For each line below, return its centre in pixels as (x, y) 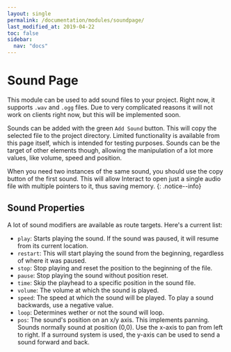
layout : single (29, 14)
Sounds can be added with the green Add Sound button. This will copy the (112, 128)
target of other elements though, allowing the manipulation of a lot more (110, 150)
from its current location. (53, 245)
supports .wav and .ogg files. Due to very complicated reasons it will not (110, 107)
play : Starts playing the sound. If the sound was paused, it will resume (118, 238)
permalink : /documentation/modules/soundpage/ (76, 20)
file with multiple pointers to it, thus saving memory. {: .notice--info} (104, 186)
